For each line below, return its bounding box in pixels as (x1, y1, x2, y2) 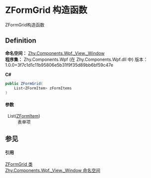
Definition (5, 37, 36, 45)
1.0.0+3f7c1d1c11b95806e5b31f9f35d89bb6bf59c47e (5, 62, 113, 68)
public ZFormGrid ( (5, 81, 43, 86)
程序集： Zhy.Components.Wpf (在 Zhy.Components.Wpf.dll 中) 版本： (5, 56, 148, 62)
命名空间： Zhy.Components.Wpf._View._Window (5, 50, 105, 56)
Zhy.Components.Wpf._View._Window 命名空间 (5, 168, 101, 174)
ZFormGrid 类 (5, 161, 33, 167)
